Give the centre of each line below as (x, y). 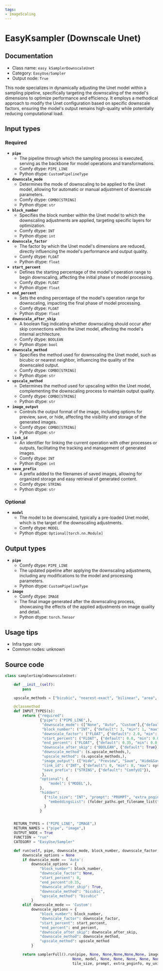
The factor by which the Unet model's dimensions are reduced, (82, 246)
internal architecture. (40, 334)
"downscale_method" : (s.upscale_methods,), (87, 752)
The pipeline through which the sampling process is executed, (81, 158)
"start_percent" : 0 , (60, 878)
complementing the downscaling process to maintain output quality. (87, 391)
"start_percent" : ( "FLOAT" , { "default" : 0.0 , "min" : (96, 738)
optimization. (32, 226)
